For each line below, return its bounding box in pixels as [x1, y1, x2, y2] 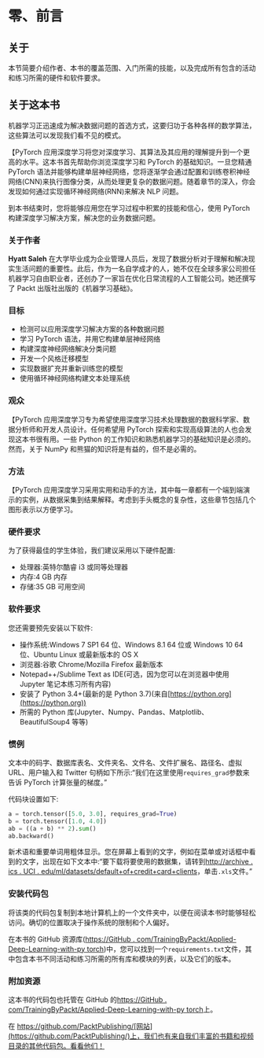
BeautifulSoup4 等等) [19, 717, 89, 726]
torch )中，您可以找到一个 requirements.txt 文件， [86, 944, 246, 953]
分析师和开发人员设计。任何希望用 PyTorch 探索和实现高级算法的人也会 [14, 424, 245, 433]
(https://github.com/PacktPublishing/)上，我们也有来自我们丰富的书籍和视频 [8, 1031, 254, 1041]
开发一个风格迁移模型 [19, 354, 89, 363]
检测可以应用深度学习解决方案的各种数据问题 [19, 324, 165, 334]
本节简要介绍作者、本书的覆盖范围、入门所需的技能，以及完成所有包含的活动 [8, 64, 256, 72]
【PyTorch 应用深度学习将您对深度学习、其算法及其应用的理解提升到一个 [8, 147, 244, 157]
